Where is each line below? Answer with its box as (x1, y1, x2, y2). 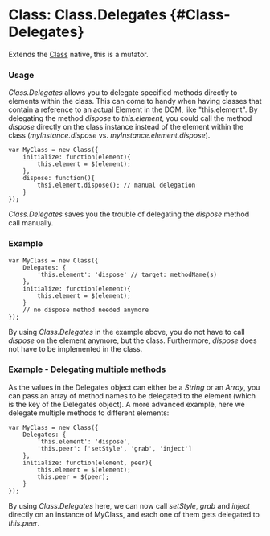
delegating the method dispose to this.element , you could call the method (8, 113, 252, 123)
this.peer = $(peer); (37, 472, 110, 480)
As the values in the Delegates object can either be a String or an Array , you (8, 382, 260, 392)
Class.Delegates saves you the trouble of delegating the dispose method (8, 209, 250, 219)
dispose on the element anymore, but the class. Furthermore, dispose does (8, 336, 257, 345)
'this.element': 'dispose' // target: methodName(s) (37, 270, 218, 278)
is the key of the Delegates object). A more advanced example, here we (8, 399, 245, 409)
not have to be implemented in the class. (8, 344, 143, 353)
